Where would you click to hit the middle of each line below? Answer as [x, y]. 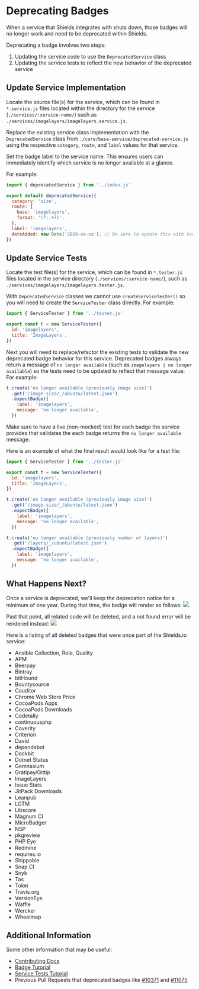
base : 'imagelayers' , [43, 212]
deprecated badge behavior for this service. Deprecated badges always [94, 358]
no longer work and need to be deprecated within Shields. [77, 33]
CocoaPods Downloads [43, 709]
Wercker [25, 910]
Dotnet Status [31, 759]
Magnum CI [29, 816]
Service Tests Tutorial [41, 974]
